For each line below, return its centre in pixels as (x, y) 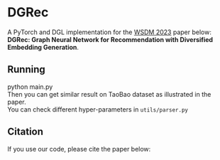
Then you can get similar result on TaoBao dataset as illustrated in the (109, 94)
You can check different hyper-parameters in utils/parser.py (98, 109)
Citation (26, 132)
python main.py (30, 87)
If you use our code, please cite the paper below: (79, 149)
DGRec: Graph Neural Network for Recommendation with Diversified (110, 39)
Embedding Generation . (43, 47)
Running (27, 69)
